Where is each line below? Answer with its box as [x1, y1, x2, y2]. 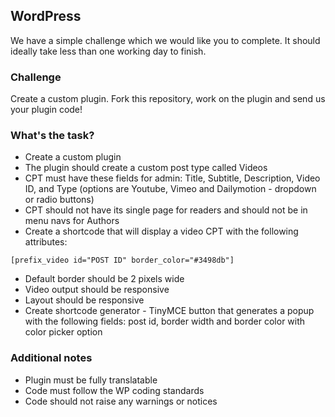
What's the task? [10, 129, 95, 143]
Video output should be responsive [24, 284, 170, 296]
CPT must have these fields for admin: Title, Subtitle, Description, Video [24, 172, 321, 184]
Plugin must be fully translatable [24, 374, 158, 386]
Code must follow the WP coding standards [24, 384, 205, 396]
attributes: [24, 236, 68, 248]
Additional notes [10, 351, 93, 365]
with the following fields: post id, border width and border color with [24, 315, 306, 328]
